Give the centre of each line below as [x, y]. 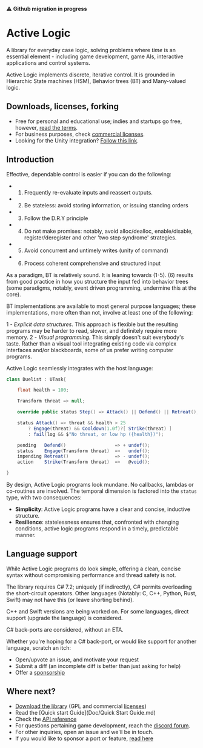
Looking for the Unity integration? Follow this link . [77, 140]
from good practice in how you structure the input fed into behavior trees [98, 281]
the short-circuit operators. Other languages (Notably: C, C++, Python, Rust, [101, 593]
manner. [25, 535]
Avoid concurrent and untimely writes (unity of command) [96, 250]
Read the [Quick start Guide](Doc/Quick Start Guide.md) [85, 712]
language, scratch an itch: [39, 647]
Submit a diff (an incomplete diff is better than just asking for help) [98, 666]
